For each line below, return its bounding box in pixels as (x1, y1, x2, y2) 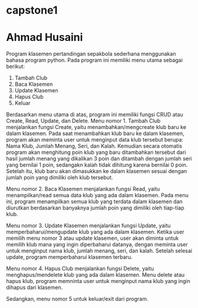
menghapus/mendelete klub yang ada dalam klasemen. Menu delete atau (6, 271, 185, 278)
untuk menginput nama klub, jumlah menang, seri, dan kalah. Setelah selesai (6, 247, 193, 255)
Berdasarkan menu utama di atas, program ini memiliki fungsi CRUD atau (6, 111, 183, 118)
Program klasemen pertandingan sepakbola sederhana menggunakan (6, 50, 176, 57)
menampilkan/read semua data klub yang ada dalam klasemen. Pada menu (6, 192, 189, 199)
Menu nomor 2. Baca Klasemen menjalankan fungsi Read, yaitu (6, 185, 160, 192)
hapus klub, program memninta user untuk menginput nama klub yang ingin (6, 278, 191, 285)
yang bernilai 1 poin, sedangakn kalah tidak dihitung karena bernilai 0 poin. (6, 161, 188, 169)
